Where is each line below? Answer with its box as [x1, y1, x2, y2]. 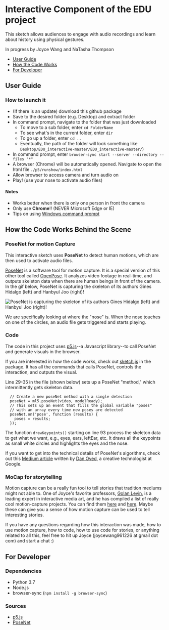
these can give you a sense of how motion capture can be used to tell [5, 507, 150, 513]
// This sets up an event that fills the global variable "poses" [10, 403, 152, 408]
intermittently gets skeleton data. [5, 384, 74, 390]
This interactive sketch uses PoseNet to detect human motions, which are [5, 252, 159, 258]
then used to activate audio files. [5, 257, 73, 264]
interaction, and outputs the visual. [5, 369, 77, 375]
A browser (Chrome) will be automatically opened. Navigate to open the [12, 161, 162, 167]
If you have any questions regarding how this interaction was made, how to [5, 522, 161, 528]
